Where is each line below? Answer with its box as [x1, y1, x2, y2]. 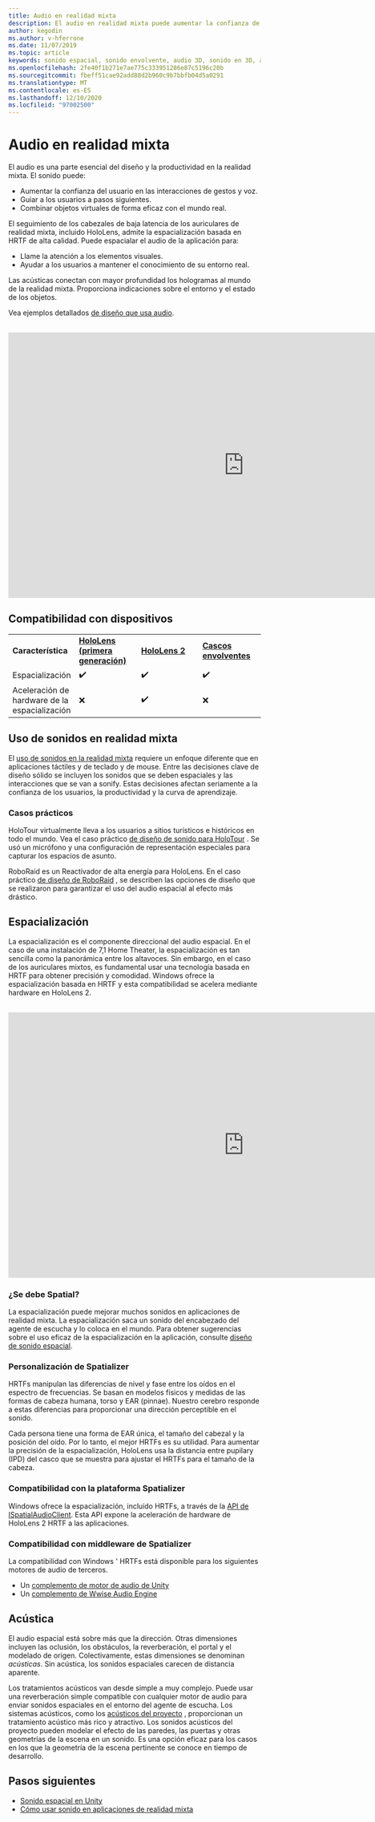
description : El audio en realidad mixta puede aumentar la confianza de [8, 19, 260, 27]
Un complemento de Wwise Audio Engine [19, 1589, 158, 1598]
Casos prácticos [8, 807, 74, 818]
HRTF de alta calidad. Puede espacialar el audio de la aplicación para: [8, 236, 239, 245]
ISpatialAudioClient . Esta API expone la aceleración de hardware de [8, 1509, 231, 1519]
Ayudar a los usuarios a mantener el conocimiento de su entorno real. [19, 260, 250, 269]
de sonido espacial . [8, 1341, 73, 1351]
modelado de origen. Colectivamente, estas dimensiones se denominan [8, 1650, 245, 1660]
